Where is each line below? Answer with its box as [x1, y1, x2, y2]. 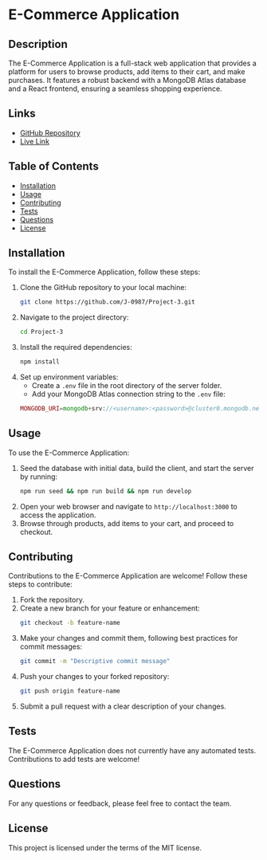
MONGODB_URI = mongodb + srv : [19, 405, 106, 413]
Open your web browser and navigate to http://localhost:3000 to [19, 501, 238, 511]
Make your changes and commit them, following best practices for [19, 634, 238, 643]
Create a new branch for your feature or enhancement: [19, 603, 201, 613]
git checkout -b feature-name [19, 619, 121, 627]
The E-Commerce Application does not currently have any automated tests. [8, 745, 257, 755]
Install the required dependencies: [19, 343, 133, 352]
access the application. [19, 510, 96, 520]
